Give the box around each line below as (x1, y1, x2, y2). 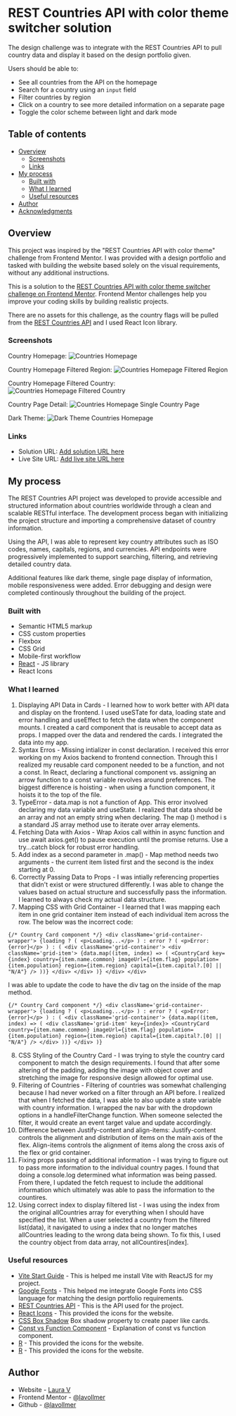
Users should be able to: (8, 64, 79, 73)
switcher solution (8, 20, 112, 36)
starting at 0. (18, 865, 55, 874)
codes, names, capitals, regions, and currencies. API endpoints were (8, 544, 206, 553)
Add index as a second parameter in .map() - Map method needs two (18, 850, 218, 858)
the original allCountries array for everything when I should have (18, 1208, 204, 1216)
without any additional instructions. (8, 268, 110, 277)
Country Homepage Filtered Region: (8, 365, 112, 374)
